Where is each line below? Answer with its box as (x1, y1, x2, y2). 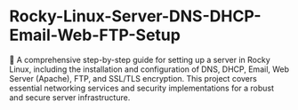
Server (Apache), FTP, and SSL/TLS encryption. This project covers (9, 73, 258, 83)
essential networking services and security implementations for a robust (9, 82, 274, 93)
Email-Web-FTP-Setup (9, 25, 181, 45)
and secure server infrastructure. (9, 91, 131, 103)
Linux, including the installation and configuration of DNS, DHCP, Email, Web (9, 64, 290, 75)
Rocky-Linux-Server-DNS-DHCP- (9, 6, 262, 27)
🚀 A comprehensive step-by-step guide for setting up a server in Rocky (9, 54, 271, 65)
